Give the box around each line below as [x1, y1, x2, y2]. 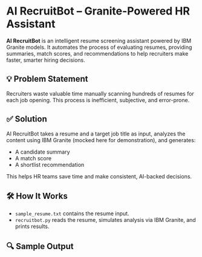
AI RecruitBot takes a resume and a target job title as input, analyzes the [6, 130, 186, 137]
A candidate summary [15, 148, 71, 155]
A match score [15, 154, 52, 161]
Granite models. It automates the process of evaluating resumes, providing [6, 44, 192, 51]
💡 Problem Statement [6, 74, 88, 84]
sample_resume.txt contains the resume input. [15, 210, 129, 217]
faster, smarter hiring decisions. [6, 56, 86, 63]
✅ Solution [6, 114, 47, 125]
